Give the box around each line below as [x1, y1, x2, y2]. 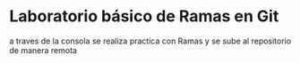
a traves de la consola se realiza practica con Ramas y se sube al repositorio [9, 35, 292, 46]
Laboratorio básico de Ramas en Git [9, 6, 279, 27]
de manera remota [9, 44, 78, 55]
